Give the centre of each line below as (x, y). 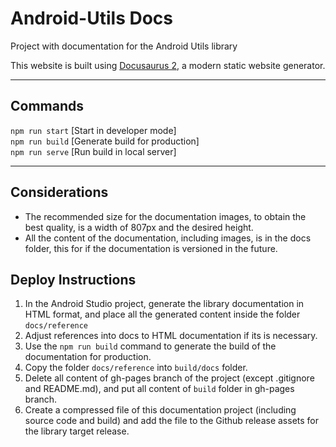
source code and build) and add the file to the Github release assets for (172, 421)
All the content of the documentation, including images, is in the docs (168, 238)
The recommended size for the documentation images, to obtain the (165, 216)
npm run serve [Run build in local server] (93, 151)
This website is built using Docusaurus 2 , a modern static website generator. (168, 65)
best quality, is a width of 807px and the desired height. (139, 227)
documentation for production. (88, 357)
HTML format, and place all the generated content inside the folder (162, 314)
